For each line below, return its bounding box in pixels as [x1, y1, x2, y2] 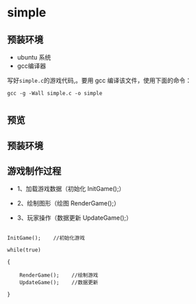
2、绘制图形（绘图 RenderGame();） [16, 199, 120, 207]
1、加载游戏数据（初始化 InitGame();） [16, 185, 125, 193]
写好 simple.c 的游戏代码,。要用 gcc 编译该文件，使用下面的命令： [7, 77, 192, 84]
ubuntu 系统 [16, 53, 51, 61]
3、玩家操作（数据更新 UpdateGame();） [16, 214, 132, 222]
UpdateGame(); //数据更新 [19, 279, 99, 286]
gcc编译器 [16, 62, 47, 70]
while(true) [7, 246, 41, 254]
